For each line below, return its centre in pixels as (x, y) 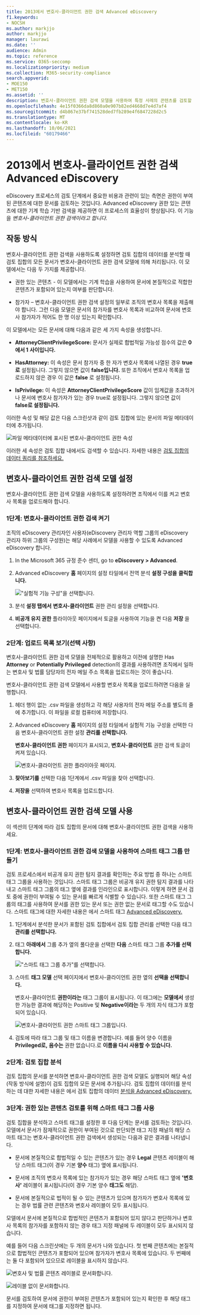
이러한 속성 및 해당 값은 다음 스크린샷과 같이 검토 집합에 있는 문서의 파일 (90, 417)
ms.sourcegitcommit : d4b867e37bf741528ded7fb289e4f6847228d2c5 (87, 112)
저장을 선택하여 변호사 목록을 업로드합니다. (64, 791)
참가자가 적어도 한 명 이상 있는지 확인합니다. (72, 317)
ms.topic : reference (32, 56)
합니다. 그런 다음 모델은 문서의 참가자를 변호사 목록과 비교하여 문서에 (101, 309)
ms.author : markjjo (30, 28)
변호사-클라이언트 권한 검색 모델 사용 (70, 811)
